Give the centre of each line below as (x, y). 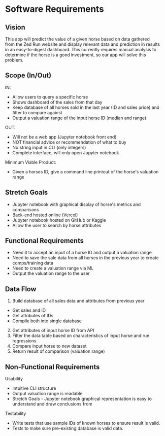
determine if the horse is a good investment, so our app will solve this (76, 55)
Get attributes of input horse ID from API (53, 331)
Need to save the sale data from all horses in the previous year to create (85, 258)
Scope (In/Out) (28, 76)
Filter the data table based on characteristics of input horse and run (81, 335)
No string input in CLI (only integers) (49, 147)
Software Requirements (55, 9)
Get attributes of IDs (33, 316)
